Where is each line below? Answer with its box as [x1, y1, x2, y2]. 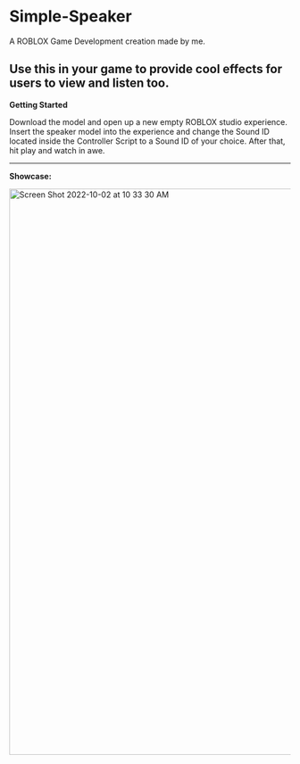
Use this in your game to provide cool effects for [9, 62, 283, 77]
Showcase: [9, 170, 52, 181]
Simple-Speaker [9, 6, 132, 27]
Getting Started [9, 99, 69, 110]
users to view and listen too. [9, 76, 170, 91]
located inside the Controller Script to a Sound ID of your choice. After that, [9, 136, 286, 146]
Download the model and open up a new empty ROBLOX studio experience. [9, 116, 288, 127]
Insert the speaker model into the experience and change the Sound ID [9, 126, 271, 137]
